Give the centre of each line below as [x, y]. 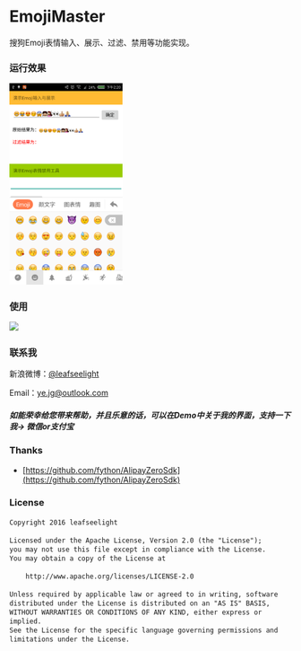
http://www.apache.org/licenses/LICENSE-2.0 [110, 576]
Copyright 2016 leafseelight [64, 523]
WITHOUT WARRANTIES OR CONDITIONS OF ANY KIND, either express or [136, 612]
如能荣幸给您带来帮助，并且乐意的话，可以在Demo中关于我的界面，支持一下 [150, 415]
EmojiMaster [57, 17]
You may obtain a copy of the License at [88, 559]
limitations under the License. [69, 639]
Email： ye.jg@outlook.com [59, 393]
